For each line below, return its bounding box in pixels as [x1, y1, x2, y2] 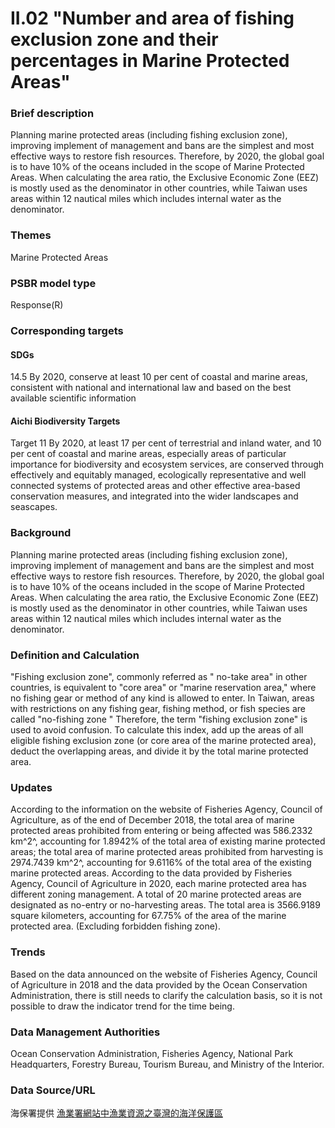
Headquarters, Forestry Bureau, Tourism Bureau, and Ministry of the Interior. [10, 1058, 325, 1070]
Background [10, 526, 72, 540]
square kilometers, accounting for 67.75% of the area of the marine [10, 910, 287, 922]
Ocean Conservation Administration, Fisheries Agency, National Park [10, 1047, 294, 1059]
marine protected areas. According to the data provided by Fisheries [10, 867, 293, 879]
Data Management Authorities [10, 1025, 161, 1039]
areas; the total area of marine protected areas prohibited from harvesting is [10, 846, 324, 858]
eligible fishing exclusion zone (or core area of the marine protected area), [10, 735, 317, 746]
